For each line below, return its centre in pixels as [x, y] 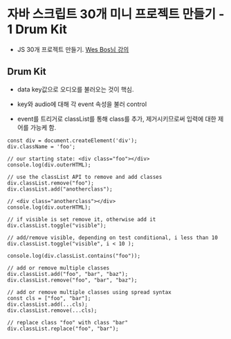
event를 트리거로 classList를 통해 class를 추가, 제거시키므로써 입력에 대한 [117, 119]
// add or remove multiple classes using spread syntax [89, 292]
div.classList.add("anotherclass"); [60, 189]
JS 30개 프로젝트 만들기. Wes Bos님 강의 [73, 49]
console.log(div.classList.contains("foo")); [74, 256]
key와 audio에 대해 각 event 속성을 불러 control [82, 104]
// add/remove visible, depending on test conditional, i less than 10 [112, 237]
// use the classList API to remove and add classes [85, 177]
